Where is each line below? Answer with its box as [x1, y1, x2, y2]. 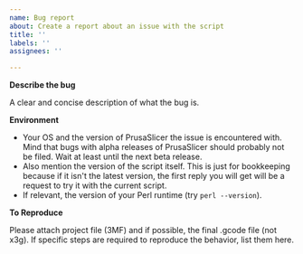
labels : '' [9, 38, 51, 48]
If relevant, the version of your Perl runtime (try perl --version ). [22, 190, 262, 201]
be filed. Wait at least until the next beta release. [22, 151, 203, 163]
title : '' [9, 30, 47, 39]
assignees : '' [9, 47, 63, 56]
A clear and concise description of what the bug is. [9, 97, 200, 108]
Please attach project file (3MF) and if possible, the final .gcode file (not [9, 225, 278, 236]
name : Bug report [9, 13, 75, 23]
